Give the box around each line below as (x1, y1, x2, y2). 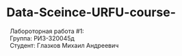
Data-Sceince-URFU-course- (6, 5, 176, 20)
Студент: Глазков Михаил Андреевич (9, 41, 119, 49)
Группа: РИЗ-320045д (9, 34, 75, 42)
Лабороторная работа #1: (9, 27, 85, 35)
